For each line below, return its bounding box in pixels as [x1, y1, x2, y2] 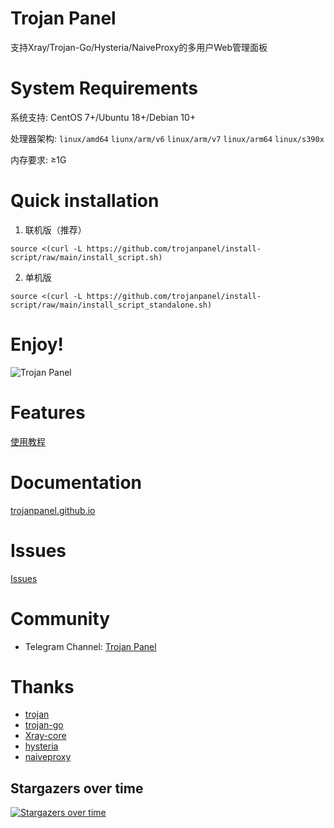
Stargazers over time [10, 780, 144, 797]
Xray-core [24, 730, 67, 742]
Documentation [10, 471, 143, 494]
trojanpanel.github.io [10, 504, 96, 516]
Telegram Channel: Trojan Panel [24, 640, 157, 652]
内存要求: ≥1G [10, 153, 67, 166]
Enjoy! [10, 333, 65, 356]
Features [10, 401, 86, 424]
